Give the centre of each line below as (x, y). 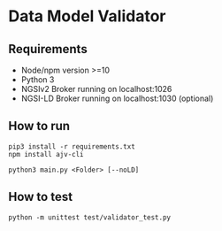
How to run (39, 126)
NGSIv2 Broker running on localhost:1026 (96, 89)
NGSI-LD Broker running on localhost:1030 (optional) (117, 98)
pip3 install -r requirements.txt (72, 146)
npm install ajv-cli (46, 154)
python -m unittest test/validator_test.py (90, 217)
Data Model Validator (87, 16)
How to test (40, 197)
